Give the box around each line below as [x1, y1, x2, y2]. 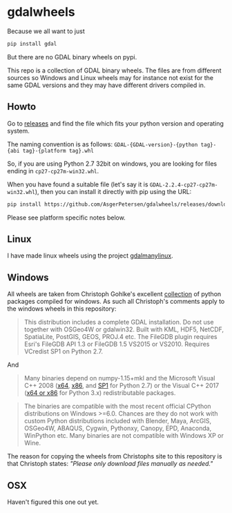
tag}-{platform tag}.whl [22, 147, 95, 154]
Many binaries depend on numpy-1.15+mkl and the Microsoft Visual [23, 374, 215, 383]
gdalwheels [7, 4, 76, 20]
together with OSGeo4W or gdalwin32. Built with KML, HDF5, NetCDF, [23, 325, 224, 333]
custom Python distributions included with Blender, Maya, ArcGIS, [23, 417, 212, 425]
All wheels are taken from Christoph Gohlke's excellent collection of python [7, 290, 222, 298]
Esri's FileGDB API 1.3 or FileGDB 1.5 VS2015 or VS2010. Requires [23, 340, 210, 349]
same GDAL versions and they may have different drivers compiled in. [7, 81, 206, 89]
